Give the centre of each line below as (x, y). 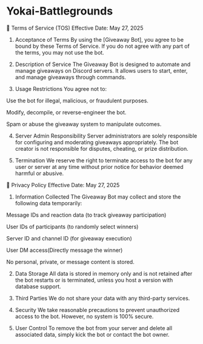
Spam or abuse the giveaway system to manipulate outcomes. (84, 124)
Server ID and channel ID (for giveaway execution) (69, 238)
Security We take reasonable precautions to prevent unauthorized (97, 309)
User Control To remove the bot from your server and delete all (94, 328)
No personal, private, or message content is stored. (70, 262)
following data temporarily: (48, 203)
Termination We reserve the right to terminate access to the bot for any (104, 160)
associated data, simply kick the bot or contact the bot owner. (92, 334)
